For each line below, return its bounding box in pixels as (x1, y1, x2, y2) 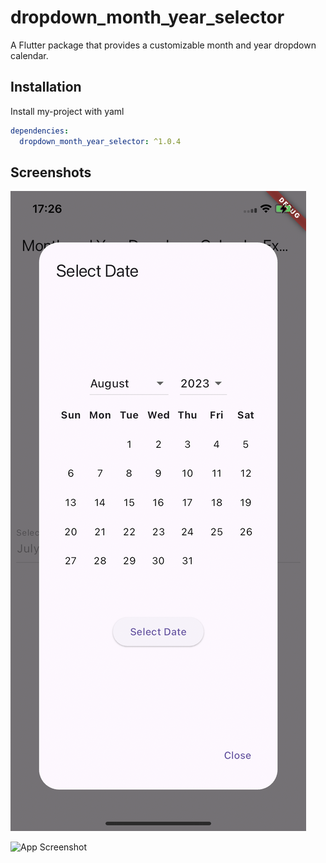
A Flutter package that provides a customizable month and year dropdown (10, 39, 317, 51)
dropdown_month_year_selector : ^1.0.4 (19, 136, 182, 146)
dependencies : (10, 126, 70, 136)
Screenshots (10, 164, 92, 181)
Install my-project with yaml (10, 105, 125, 117)
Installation (10, 79, 82, 96)
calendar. (10, 49, 49, 61)
